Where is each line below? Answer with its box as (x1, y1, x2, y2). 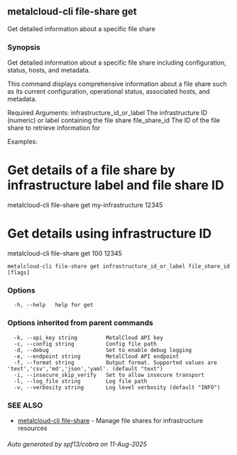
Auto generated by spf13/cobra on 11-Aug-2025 (7, 440, 148, 449)
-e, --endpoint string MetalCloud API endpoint (13, 353, 180, 360)
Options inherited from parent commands (7, 318, 154, 328)
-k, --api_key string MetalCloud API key (13, 334, 163, 341)
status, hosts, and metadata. (7, 66, 91, 75)
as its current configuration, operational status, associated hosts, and (7, 87, 211, 96)
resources (17, 424, 48, 432)
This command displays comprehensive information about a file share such (7, 80, 227, 88)
